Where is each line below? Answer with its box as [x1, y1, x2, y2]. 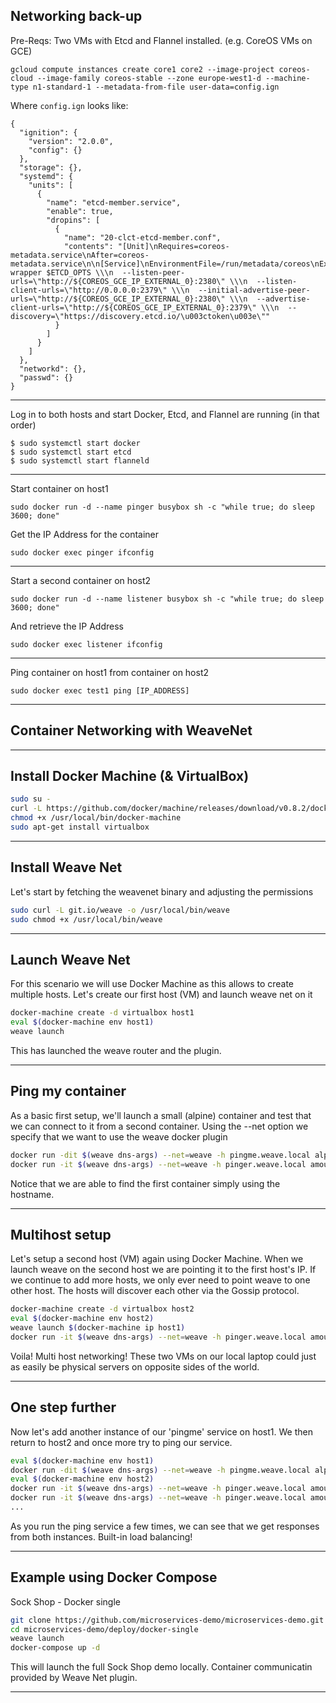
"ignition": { [19, 127, 78, 138]
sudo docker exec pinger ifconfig [10, 547, 155, 558]
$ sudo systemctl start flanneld [10, 455, 150, 466]
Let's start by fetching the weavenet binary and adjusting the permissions [10, 885, 314, 898]
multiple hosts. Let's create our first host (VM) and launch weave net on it [10, 989, 313, 1001]
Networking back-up [10, 8, 143, 25]
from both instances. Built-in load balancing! [10, 1530, 193, 1543]
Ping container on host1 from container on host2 [10, 666, 210, 678]
